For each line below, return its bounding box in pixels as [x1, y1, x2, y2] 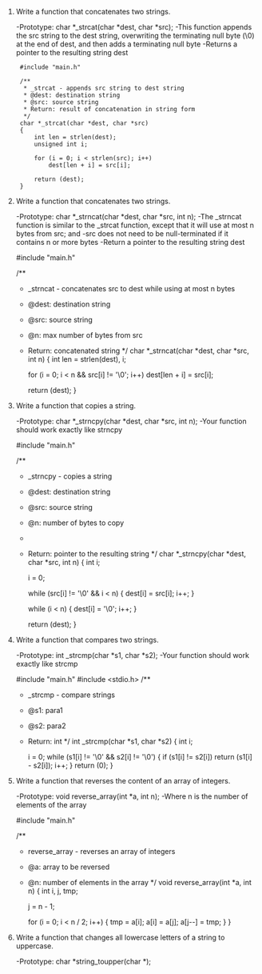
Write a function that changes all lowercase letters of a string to [15, 932, 225, 942]
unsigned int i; [34, 140, 88, 148]
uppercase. [15, 941, 54, 951]
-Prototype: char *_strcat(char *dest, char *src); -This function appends [15, 22, 252, 31]
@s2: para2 [27, 721, 66, 731]
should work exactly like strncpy [15, 425, 123, 435]
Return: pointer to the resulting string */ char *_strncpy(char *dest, [27, 549, 246, 559]
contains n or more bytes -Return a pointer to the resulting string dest [15, 238, 245, 247]
